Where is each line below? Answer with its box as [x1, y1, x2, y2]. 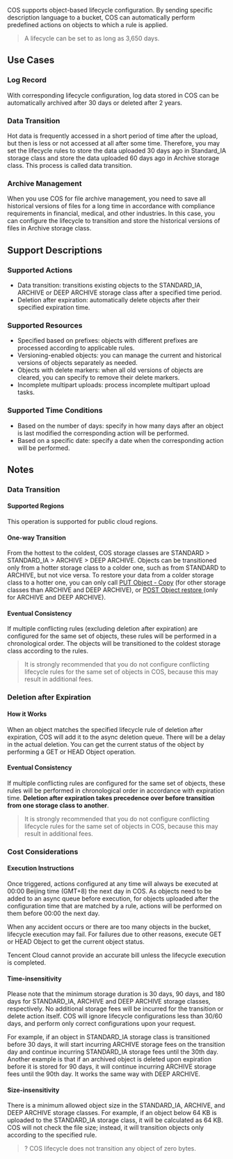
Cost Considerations [7, 846, 79, 856]
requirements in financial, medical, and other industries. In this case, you [7, 209, 216, 218]
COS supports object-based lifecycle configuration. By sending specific [7, 6, 214, 14]
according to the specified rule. [7, 1131, 97, 1139]
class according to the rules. [7, 647, 89, 655]
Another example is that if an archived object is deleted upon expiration [7, 1055, 212, 1064]
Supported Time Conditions [7, 405, 103, 415]
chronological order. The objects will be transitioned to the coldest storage [7, 639, 221, 648]
